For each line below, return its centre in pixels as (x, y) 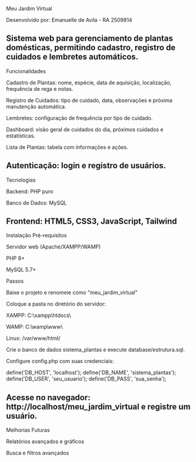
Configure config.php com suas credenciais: (60, 361)
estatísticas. (21, 136)
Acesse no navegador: (48, 397)
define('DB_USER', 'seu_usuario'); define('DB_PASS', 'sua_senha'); (86, 379)
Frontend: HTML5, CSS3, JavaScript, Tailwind (92, 222)
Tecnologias (21, 180)
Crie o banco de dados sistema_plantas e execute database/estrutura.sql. (96, 350)
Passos (15, 281)
